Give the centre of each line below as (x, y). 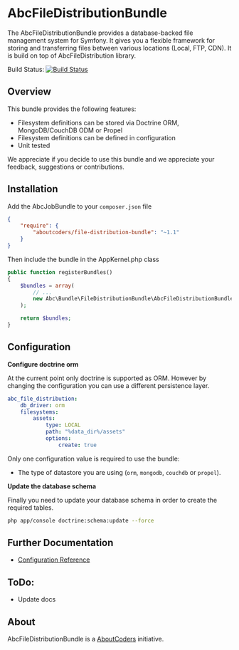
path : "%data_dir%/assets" (85, 432)
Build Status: (26, 69)
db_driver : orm (43, 405)
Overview (30, 91)
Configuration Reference (54, 560)
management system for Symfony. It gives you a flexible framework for (111, 40)
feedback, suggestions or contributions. (66, 167)
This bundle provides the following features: (72, 109)
